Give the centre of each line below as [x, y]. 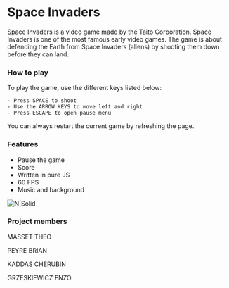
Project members [38, 221]
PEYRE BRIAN [27, 250]
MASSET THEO [30, 237]
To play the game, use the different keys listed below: [85, 88]
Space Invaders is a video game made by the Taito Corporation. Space [110, 32]
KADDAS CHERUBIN [37, 264]
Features [23, 144]
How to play [28, 73]
